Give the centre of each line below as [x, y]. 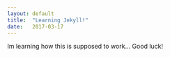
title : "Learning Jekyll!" [48, 20]
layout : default [31, 14]
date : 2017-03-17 [36, 26]
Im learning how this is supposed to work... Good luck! [85, 47]
